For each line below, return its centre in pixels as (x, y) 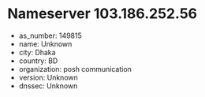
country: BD (38, 61)
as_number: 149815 (50, 35)
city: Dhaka (37, 52)
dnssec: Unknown (48, 86)
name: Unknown (45, 43)
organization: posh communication (75, 69)
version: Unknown (48, 77)
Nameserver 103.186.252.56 (102, 14)
